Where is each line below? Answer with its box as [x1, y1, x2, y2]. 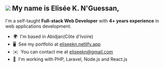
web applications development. [5, 23, 72, 29]
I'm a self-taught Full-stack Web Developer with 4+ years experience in [5, 17, 159, 24]
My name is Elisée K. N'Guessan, [12, 4, 119, 13]
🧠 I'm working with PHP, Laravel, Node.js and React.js [12, 56, 128, 62]
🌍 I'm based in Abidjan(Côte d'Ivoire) [12, 33, 94, 39]
